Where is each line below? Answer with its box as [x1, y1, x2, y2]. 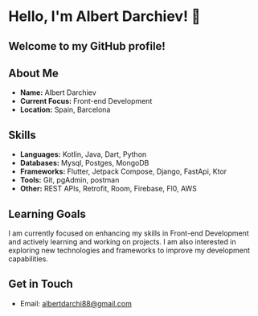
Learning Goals [8, 207, 87, 220]
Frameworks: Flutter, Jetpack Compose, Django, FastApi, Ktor [19, 166, 227, 176]
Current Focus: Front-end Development [19, 96, 153, 106]
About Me [8, 66, 59, 80]
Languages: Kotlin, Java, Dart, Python [19, 150, 147, 159]
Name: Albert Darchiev [19, 88, 96, 97]
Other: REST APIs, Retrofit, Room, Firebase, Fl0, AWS [19, 184, 197, 194]
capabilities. [8, 254, 48, 264]
